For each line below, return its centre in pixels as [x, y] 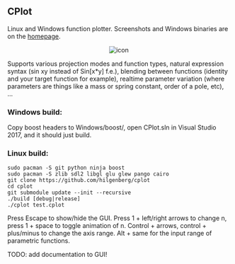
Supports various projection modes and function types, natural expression [116, 64]
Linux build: [28, 154]
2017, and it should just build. [50, 135]
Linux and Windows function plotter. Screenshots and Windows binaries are [118, 28]
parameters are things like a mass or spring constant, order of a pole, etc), [116, 86]
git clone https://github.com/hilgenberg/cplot [79, 180]
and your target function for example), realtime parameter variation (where [116, 79]
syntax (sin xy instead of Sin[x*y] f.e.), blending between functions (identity [118, 71]
